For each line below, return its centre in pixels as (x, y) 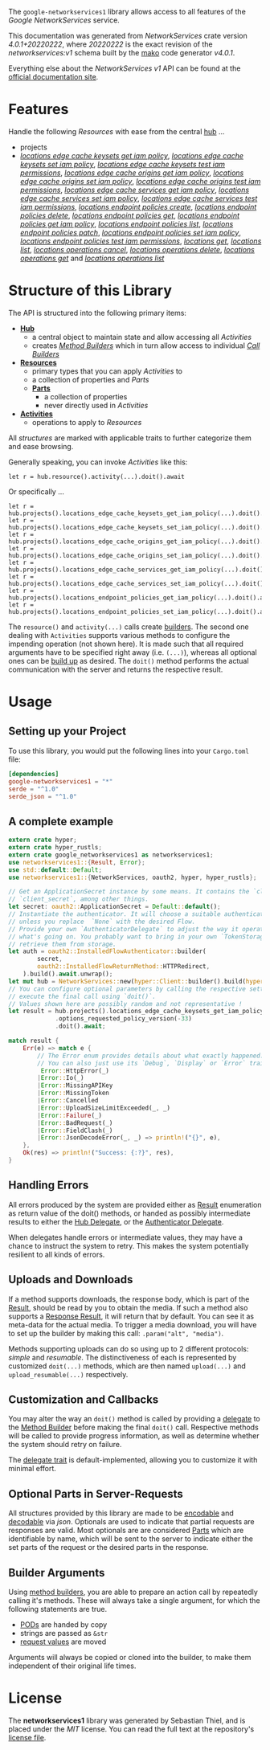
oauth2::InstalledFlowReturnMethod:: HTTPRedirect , (124, 967)
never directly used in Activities (96, 405)
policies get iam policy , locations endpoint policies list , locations (127, 223)
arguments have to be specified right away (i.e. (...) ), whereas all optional (133, 652)
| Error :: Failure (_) (70, 1115)
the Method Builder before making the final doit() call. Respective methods (133, 1427)
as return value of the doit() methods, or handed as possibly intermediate (129, 1213)
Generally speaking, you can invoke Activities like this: (98, 462)
